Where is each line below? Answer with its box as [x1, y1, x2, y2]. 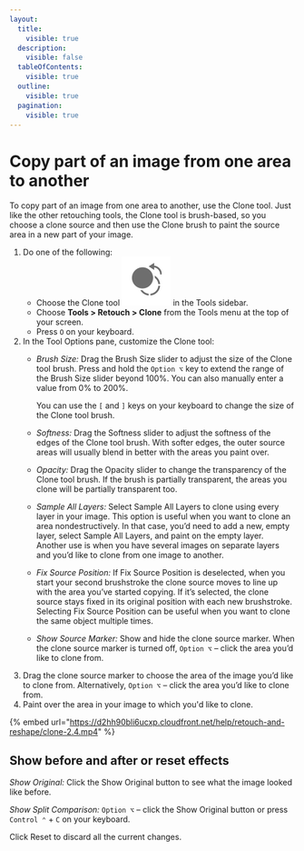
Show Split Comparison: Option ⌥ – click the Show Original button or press [9, 805, 289, 816]
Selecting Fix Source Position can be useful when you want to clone [35, 606, 290, 617]
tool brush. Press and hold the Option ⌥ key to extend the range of [35, 364, 284, 375]
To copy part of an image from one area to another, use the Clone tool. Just [9, 200, 292, 211]
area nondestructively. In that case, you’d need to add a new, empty [35, 521, 290, 532]
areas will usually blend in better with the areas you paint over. [35, 446, 270, 458]
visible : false [25, 53, 83, 63]
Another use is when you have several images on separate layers [35, 540, 279, 551]
